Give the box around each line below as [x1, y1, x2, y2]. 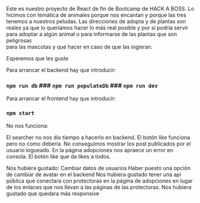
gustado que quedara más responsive [6, 190, 100, 197]
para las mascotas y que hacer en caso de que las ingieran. [6, 43, 153, 50]
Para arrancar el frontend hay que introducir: [6, 95, 116, 102]
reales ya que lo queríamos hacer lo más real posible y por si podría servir [6, 24, 189, 31]
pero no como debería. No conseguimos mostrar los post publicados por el [6, 140, 191, 147]
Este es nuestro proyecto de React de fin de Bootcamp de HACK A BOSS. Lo [6, 5, 195, 12]
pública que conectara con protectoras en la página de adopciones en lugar [6, 177, 193, 184]
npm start [6, 110, 35, 117]
